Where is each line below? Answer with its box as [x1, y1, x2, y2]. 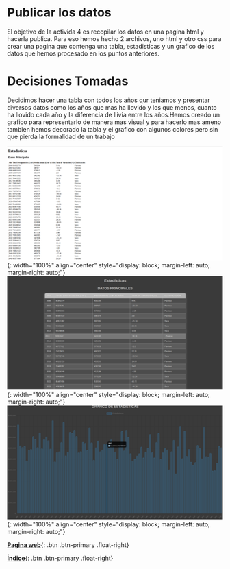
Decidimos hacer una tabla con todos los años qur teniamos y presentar [7, 96, 210, 104]
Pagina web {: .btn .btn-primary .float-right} [7, 541, 129, 549]
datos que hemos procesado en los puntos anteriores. [7, 49, 159, 58]
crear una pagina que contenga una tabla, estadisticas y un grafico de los [7, 42, 215, 50]
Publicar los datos [7, 5, 112, 21]
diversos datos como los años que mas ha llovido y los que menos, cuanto [7, 103, 217, 111]
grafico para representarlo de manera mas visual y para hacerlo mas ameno [7, 118, 222, 126]
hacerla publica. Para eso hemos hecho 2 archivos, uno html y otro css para [7, 34, 222, 43]
